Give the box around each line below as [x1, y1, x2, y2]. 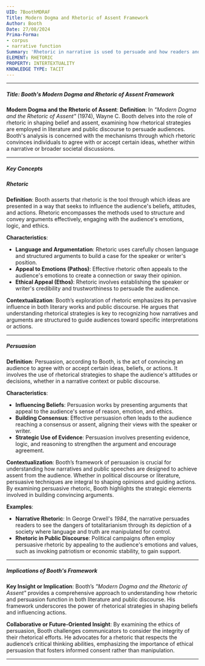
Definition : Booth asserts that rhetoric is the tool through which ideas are [6, 195, 190, 203]
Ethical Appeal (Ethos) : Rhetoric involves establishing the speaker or [15, 278, 189, 286]
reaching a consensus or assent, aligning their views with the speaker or [15, 420, 198, 428]
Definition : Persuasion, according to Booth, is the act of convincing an [6, 358, 184, 365]
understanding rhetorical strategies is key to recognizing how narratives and [6, 309, 198, 317]
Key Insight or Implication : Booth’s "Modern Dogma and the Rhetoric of [6, 583, 188, 590]
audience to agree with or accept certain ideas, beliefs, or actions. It [6, 364, 178, 371]
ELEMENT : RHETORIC [6, 55, 53, 61]
